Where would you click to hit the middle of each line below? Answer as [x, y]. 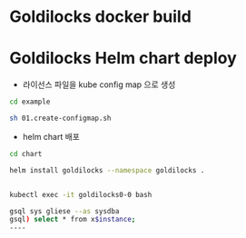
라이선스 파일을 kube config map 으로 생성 [99, 84]
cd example [30, 102]
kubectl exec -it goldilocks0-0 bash [81, 194]
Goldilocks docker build [101, 17]
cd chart [26, 154]
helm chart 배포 [51, 136]
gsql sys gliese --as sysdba [64, 211]
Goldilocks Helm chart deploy [123, 59]
